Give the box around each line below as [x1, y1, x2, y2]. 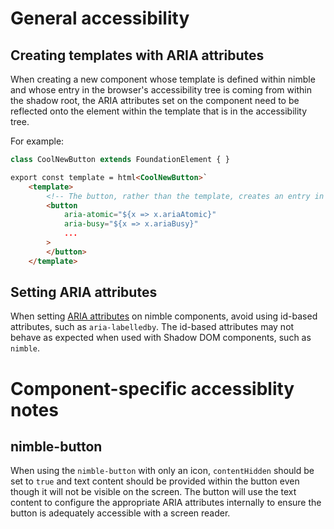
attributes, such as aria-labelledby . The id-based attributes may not [10, 321, 295, 333]
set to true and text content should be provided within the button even [10, 475, 300, 487]
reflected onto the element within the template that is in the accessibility [10, 105, 308, 117]
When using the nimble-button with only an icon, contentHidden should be [10, 465, 315, 477]
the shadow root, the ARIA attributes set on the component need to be [10, 95, 300, 106]
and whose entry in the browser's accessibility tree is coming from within [10, 84, 312, 96]
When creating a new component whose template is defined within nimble [10, 73, 316, 85]
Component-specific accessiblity [10, 377, 295, 400]
